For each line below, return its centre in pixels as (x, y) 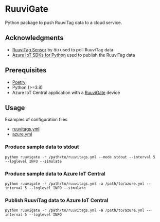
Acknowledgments (35, 38)
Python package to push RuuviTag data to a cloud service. (64, 22)
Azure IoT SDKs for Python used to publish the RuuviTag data (73, 55)
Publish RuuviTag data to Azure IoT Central (57, 200)
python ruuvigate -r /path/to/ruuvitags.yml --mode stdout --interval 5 (80, 157)
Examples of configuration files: (37, 120)
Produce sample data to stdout (42, 147)
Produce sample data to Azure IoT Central (55, 174)
